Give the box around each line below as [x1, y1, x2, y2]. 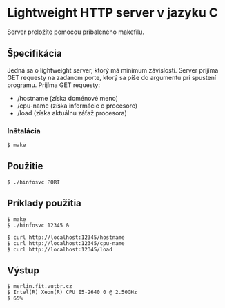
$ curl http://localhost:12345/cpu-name [7, 240, 126, 247]
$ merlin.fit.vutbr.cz [7, 283, 72, 290]
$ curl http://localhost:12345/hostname [7, 233, 126, 241]
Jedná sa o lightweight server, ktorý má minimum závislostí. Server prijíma [7, 66, 219, 74]
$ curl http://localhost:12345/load [7, 246, 112, 253]
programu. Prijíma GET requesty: [7, 81, 101, 89]
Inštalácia [7, 126, 41, 135]
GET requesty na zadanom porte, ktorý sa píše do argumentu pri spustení [7, 73, 216, 81]
